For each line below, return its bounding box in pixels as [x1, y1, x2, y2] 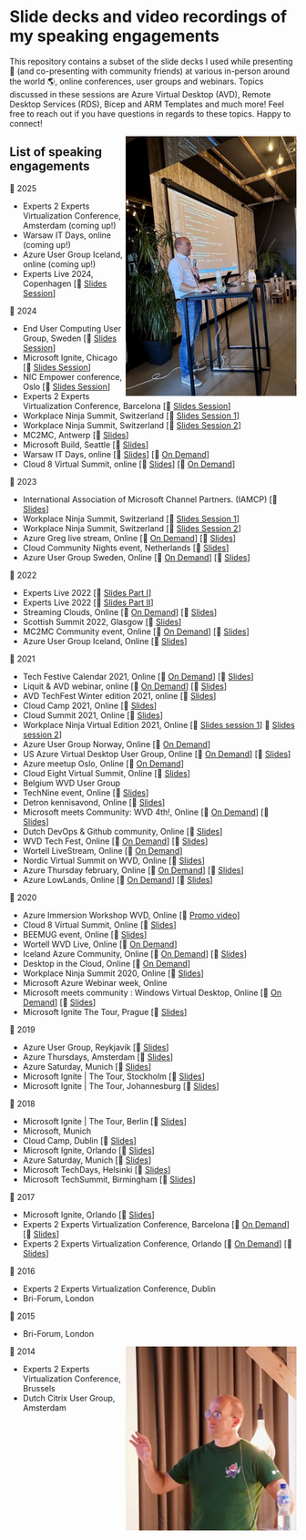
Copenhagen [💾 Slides [22, 278, 107, 289]
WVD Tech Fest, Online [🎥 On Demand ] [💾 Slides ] [22, 836, 209, 847]
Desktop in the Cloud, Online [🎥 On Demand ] [22, 958, 191, 969]
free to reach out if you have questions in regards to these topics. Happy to [9, 108, 291, 119]
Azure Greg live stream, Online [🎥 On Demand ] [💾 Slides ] [22, 532, 237, 543]
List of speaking [9, 144, 103, 160]
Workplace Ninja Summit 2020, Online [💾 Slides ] [22, 968, 205, 979]
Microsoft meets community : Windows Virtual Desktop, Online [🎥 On [22, 987, 282, 998]
